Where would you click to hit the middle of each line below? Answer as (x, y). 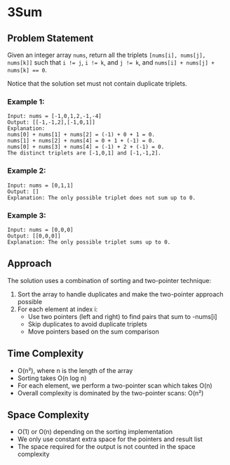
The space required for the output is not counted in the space (107, 447)
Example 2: (27, 171)
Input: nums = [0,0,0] (40, 230)
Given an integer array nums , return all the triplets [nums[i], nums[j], (107, 55)
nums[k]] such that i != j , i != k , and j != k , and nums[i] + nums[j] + (111, 63)
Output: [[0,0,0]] (34, 236)
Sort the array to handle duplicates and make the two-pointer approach (120, 294)
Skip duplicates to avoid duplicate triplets (87, 324)
